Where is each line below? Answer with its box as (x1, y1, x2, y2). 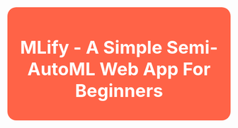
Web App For (98, 58, 211, 80)
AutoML (27, 58, 96, 80)
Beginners (74, 79, 164, 102)
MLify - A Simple (20, 36, 163, 59)
